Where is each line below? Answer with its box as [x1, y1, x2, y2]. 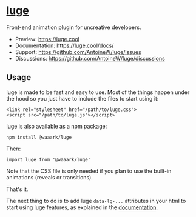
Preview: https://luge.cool [15, 35, 80, 42]
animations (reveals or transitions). [6, 173, 93, 181]
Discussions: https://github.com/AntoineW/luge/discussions [15, 55, 165, 62]
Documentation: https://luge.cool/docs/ [15, 42, 114, 49]
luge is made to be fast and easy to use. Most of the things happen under [6, 88, 190, 96]
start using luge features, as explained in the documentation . [6, 204, 158, 211]
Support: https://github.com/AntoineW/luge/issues [15, 48, 141, 55]
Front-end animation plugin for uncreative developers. [6, 24, 141, 31]
